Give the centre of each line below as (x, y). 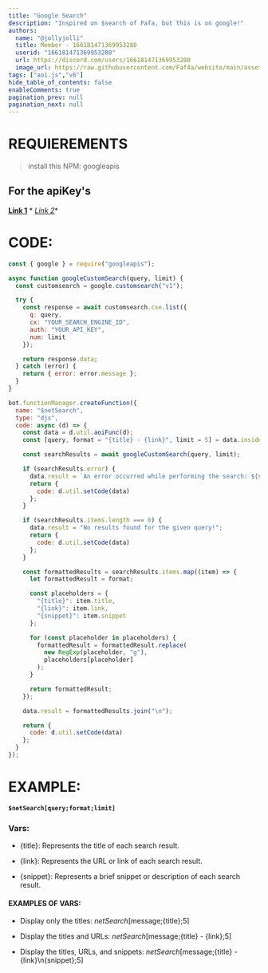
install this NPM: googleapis (73, 166)
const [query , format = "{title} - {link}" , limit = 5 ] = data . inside (142, 440)
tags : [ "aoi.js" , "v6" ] (46, 75)
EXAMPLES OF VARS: (45, 903)
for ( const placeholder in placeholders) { (103, 638)
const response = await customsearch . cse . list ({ (105, 308)
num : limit (47, 337)
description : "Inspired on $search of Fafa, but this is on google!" (126, 23)
